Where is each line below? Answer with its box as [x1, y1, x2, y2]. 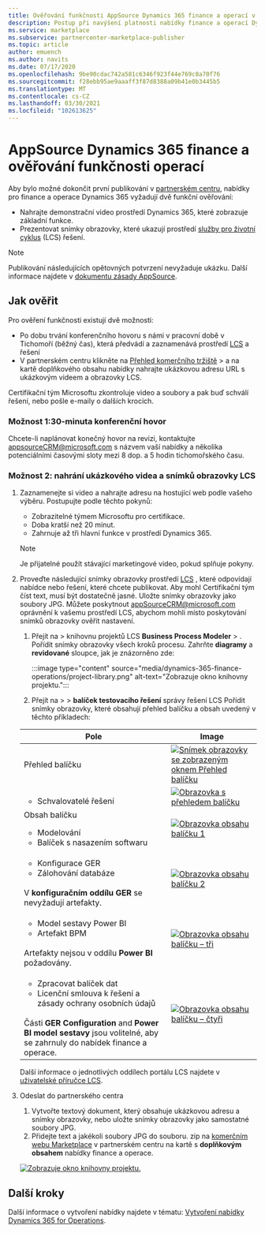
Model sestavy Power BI [36, 918, 127, 929]
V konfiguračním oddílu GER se [23, 887, 144, 899]
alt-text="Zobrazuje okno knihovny [134, 672, 248, 682]
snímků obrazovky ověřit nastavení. [19, 616, 136, 626]
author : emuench [8, 48, 62, 56]
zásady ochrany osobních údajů [36, 998, 156, 1009]
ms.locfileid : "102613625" [8, 107, 97, 115]
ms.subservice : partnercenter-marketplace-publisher [8, 33, 185, 42]
